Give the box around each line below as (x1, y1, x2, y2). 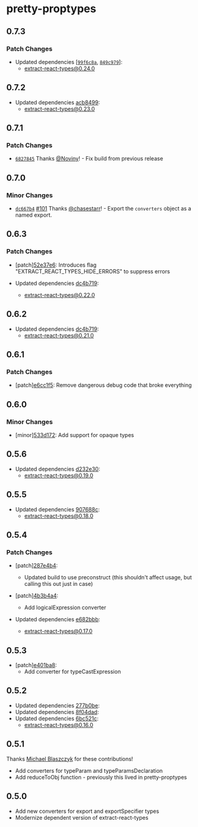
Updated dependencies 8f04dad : (15, 708, 99, 715)
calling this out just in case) (24, 580, 93, 588)
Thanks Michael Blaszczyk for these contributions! (6, 755, 133, 762)
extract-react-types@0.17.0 (24, 627, 93, 635)
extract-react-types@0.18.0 (24, 512, 93, 519)
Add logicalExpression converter (24, 604, 107, 612)
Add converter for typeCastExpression (24, 668, 121, 676)
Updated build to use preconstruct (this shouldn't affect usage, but (24, 574, 192, 581)
